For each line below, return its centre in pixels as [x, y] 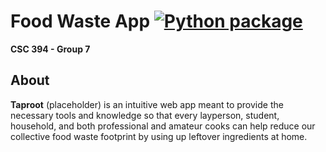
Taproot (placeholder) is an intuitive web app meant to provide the [147, 104]
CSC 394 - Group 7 [50, 49]
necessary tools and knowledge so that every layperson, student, [145, 115]
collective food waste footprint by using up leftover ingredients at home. [159, 136]
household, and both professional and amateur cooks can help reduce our [163, 126]
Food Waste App [80, 21]
